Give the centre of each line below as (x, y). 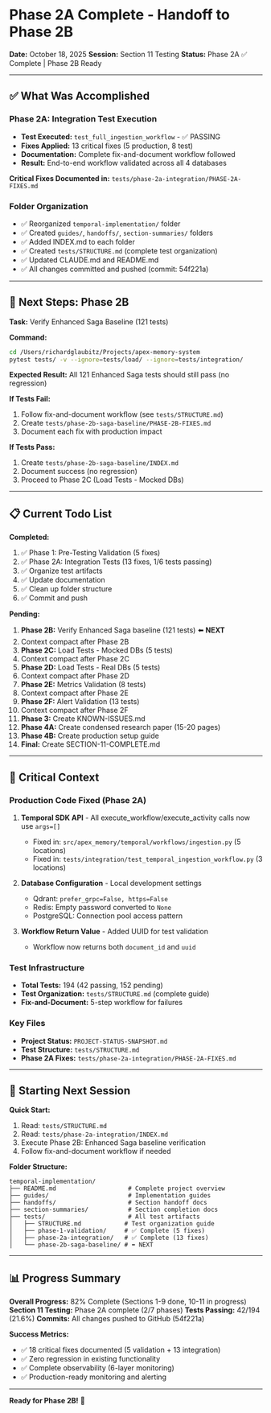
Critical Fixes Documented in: (60, 178)
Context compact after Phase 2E (75, 693)
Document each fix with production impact (92, 431)
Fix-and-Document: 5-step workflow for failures (102, 1003)
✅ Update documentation (63, 580)
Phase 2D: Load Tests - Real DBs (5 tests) (90, 667)
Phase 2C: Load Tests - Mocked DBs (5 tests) (97, 650)
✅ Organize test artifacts (62, 571)
